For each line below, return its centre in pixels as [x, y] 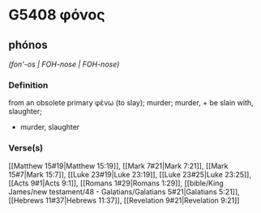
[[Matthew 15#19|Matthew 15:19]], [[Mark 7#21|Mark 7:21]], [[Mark [118, 166]
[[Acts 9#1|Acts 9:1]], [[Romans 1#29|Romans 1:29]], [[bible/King [116, 183]
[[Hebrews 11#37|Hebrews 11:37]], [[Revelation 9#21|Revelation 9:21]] [124, 200]
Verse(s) [26, 148]
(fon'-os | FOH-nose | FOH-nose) [64, 64]
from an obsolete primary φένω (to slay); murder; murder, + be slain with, [131, 103]
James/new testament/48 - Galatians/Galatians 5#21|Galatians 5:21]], [124, 191]
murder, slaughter [50, 127]
